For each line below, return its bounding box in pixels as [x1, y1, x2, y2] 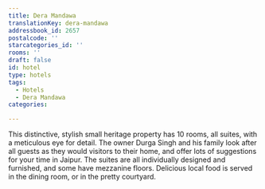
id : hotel [8, 64, 41, 72]
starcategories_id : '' [8, 41, 84, 49]
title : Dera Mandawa [8, 11, 77, 20]
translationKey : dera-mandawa [8, 19, 109, 27]
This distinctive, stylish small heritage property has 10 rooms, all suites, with [8, 129, 258, 140]
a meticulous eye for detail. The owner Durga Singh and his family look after [8, 138, 257, 148]
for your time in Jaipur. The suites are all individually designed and [8, 155, 226, 164]
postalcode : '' [8, 33, 59, 42]
